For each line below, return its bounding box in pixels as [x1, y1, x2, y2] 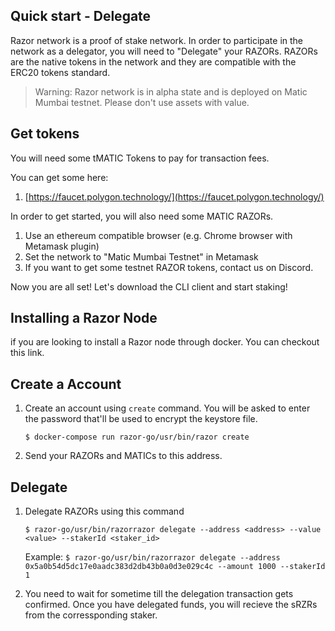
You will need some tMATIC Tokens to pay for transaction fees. [10, 152, 270, 164]
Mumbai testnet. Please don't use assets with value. [34, 96, 250, 108]
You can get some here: [10, 171, 109, 183]
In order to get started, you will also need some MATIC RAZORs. [10, 210, 274, 222]
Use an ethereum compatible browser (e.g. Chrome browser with [24, 229, 293, 241]
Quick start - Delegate [10, 8, 152, 25]
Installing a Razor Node [10, 310, 158, 327]
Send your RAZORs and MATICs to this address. [24, 450, 223, 462]
